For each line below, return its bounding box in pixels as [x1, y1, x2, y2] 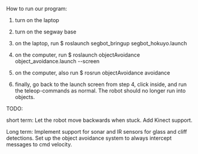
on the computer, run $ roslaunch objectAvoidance [14, 51, 141, 58]
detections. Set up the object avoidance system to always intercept [6, 134, 172, 141]
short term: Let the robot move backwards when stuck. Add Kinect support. [6, 116, 193, 124]
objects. [14, 94, 35, 100]
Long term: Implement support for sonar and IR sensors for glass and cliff [6, 128, 187, 135]
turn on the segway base [14, 28, 77, 35]
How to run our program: [6, 5, 68, 12]
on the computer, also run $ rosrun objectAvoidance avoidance [14, 69, 170, 76]
